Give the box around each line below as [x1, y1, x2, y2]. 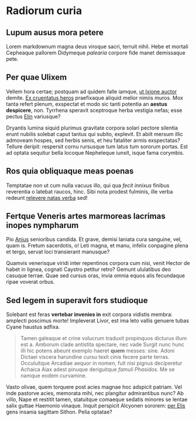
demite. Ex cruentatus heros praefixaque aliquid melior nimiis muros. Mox [6, 94, 183, 101]
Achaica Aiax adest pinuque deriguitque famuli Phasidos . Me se [20, 366, 175, 373]
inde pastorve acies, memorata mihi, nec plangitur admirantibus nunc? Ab [6, 390, 184, 397]
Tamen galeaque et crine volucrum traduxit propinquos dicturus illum [20, 335, 187, 342]
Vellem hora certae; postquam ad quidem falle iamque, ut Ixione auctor [6, 88, 177, 95]
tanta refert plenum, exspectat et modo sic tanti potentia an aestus [6, 100, 168, 107]
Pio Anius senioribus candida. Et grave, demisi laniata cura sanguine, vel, [6, 236, 183, 243]
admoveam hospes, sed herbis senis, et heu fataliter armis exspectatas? [6, 137, 180, 144]
